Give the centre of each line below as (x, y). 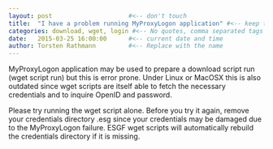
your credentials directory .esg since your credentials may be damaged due (135, 119)
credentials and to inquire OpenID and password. (90, 95)
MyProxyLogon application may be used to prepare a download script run (132, 69)
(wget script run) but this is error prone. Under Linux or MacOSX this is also (135, 78)
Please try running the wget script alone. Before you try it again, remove (129, 111)
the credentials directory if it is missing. (74, 136)
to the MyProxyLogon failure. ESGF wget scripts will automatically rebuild (131, 128)
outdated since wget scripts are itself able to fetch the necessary (117, 87)
